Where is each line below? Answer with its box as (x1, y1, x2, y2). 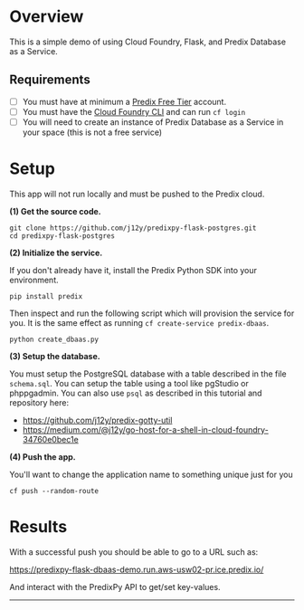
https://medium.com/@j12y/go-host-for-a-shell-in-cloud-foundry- (22, 424, 269, 435)
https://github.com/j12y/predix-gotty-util (22, 415, 173, 425)
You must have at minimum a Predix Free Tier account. (22, 96, 227, 107)
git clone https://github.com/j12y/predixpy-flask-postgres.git (9, 224, 257, 233)
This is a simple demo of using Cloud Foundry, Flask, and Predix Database (9, 36, 287, 47)
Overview (9, 6, 84, 27)
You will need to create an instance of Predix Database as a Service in (22, 116, 284, 128)
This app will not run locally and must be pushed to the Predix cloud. (9, 188, 265, 199)
